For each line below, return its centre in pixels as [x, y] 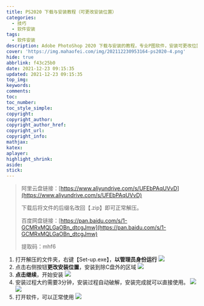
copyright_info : [27, 137]
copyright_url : [25, 131]
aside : [15, 165]
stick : [15, 170]
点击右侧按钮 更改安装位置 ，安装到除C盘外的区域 [76, 267]
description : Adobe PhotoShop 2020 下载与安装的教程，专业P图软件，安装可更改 [99, 46]
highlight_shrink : [29, 159]
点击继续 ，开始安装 [39, 275]
